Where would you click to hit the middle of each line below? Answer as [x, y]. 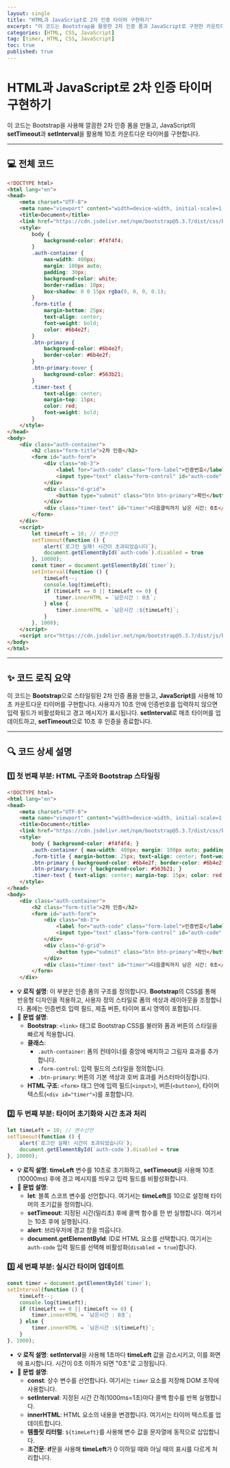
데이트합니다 [44, 1423]
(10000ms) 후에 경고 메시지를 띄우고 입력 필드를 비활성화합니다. [102, 1178]
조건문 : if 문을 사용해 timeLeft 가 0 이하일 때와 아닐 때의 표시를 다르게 [119, 1449]
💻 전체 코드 [30, 164]
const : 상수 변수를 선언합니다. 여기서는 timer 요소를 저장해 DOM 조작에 [123, 1380]
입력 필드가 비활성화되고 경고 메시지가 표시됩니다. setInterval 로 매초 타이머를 [111, 713]
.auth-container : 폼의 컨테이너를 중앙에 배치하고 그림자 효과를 [122, 1051]
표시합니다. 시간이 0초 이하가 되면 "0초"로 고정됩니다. [96, 1363]
